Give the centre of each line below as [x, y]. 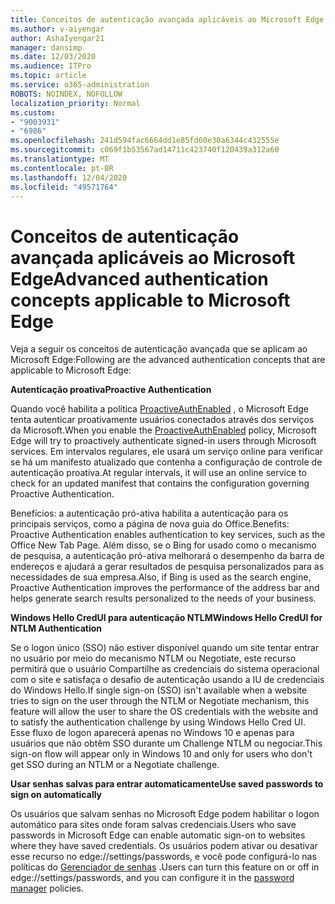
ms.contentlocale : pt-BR [62, 168]
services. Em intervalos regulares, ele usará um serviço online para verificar [167, 452]
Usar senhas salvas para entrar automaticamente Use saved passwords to [167, 784]
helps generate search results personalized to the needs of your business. [163, 598]
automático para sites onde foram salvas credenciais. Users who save [153, 825]
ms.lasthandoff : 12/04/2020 [69, 177]
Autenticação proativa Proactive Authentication [111, 390]
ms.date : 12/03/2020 [53, 57]
